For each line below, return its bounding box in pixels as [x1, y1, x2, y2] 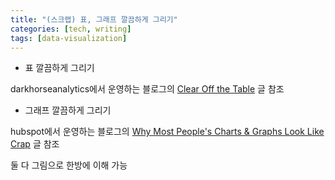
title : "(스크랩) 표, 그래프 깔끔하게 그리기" [10, 14, 178, 25]
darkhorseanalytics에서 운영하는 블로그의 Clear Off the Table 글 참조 [10, 83, 285, 95]
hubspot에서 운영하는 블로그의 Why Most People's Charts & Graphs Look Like [10, 126, 325, 138]
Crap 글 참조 [10, 138, 60, 150]
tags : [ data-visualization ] [10, 33, 128, 43]
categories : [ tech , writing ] [10, 24, 132, 34]
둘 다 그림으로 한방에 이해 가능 [10, 159, 128, 171]
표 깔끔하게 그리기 [24, 62, 95, 74]
